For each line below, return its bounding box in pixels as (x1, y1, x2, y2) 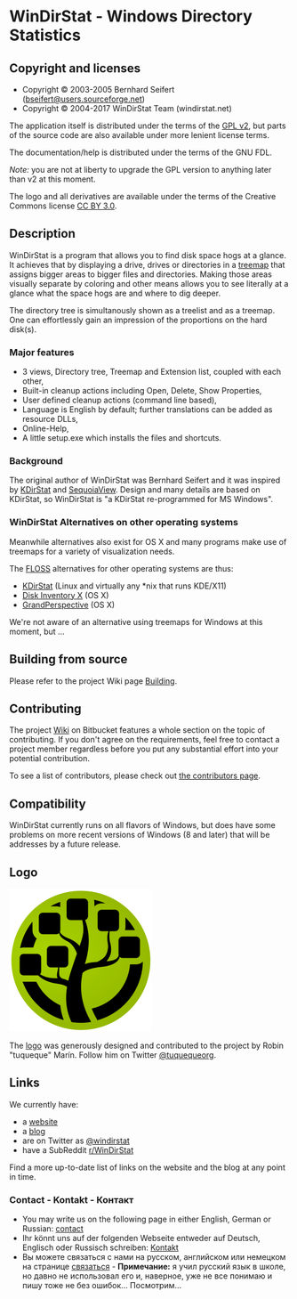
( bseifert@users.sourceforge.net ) (21, 93, 145, 104)
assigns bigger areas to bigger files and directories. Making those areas (9, 269, 273, 280)
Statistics (9, 25, 82, 45)
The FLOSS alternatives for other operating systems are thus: (9, 563, 234, 573)
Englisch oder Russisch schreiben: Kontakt (21, 1242, 180, 1253)
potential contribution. (9, 753, 91, 764)
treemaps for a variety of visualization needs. (9, 546, 175, 556)
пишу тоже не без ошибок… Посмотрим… (21, 1280, 182, 1291)
